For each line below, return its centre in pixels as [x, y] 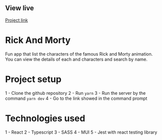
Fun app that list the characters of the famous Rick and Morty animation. [79, 54]
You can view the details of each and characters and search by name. [76, 59]
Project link [17, 20]
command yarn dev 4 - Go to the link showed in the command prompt [76, 98]
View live [20, 8]
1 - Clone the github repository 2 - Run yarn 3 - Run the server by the [76, 93]
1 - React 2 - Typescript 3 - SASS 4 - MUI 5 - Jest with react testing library [81, 132]
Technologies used [45, 118]
